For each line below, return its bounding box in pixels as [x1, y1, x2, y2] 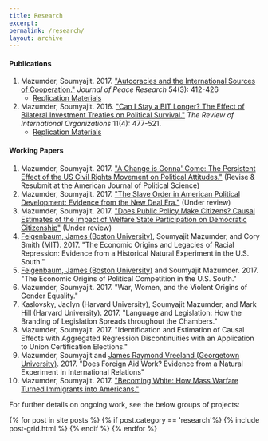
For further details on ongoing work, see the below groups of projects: [9, 399, 240, 409]
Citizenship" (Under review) [20, 223, 112, 232]
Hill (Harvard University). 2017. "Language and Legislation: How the [20, 308, 242, 317]
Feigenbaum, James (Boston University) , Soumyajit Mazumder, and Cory [20, 231, 260, 240]
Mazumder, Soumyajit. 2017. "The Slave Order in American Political [20, 189, 241, 198]
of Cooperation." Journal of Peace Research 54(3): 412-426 [20, 85, 219, 94]
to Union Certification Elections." [20, 341, 128, 352]
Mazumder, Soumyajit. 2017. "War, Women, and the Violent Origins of [20, 282, 248, 292]
